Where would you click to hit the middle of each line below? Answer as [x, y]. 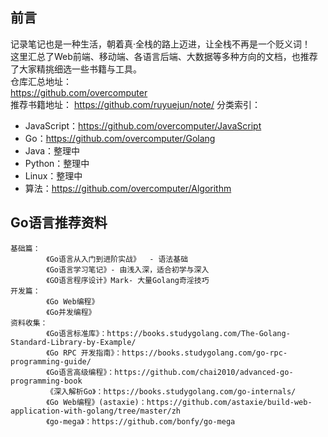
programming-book [46, 381]
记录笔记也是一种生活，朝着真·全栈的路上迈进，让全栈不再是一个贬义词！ [161, 44]
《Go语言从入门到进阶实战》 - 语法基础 [117, 259]
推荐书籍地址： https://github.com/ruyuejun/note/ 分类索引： [135, 104]
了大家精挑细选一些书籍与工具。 [76, 69]
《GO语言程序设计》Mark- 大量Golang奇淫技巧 [128, 280]
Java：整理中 [52, 150]
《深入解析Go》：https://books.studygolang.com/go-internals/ [171, 391]
